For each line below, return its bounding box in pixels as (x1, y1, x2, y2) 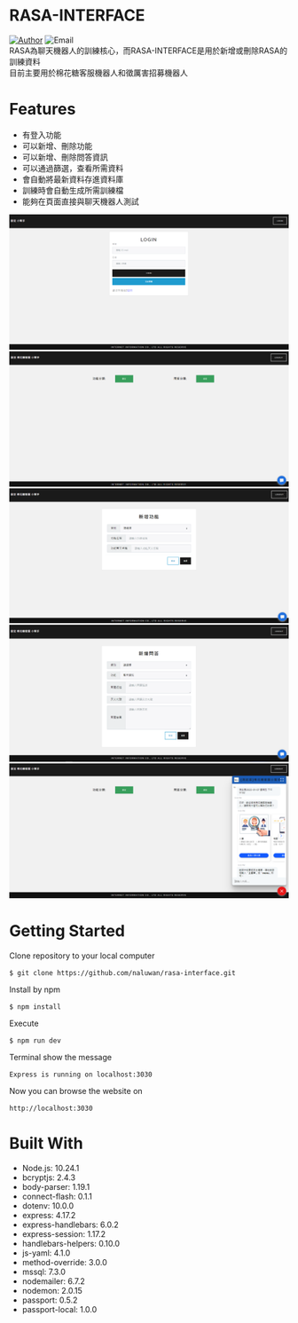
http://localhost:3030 (9, 1104, 93, 1114)
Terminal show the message (9, 1052, 113, 1063)
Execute (9, 1018, 39, 1029)
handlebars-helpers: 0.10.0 (21, 1239, 121, 1249)
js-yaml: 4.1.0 (21, 1248, 71, 1258)
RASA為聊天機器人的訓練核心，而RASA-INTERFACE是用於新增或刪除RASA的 (9, 45, 288, 56)
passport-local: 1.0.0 (21, 1304, 98, 1315)
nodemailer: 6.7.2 (21, 1276, 86, 1287)
